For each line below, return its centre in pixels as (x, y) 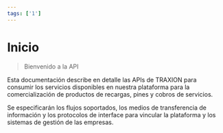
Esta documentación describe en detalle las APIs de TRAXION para (102, 80)
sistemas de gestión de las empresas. (60, 122)
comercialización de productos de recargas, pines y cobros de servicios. (110, 94)
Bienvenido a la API (51, 66)
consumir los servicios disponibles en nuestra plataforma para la (98, 87)
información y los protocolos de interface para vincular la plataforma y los (111, 114)
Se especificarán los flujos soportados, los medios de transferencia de (107, 108)
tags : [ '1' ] (24, 13)
